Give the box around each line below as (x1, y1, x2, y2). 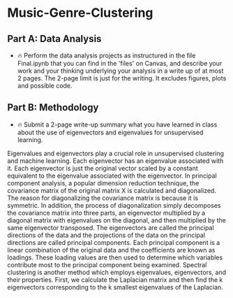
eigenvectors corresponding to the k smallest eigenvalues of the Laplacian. (7, 283, 223, 291)
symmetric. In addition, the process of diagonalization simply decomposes (7, 201, 221, 209)
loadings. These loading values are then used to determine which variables (7, 253, 223, 262)
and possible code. (17, 82, 73, 90)
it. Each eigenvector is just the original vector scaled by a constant (7, 164, 199, 172)
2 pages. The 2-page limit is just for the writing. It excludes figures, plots (17, 74, 227, 82)
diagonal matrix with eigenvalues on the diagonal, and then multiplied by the (7, 215, 227, 225)
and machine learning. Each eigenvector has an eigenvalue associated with (7, 156, 224, 165)
